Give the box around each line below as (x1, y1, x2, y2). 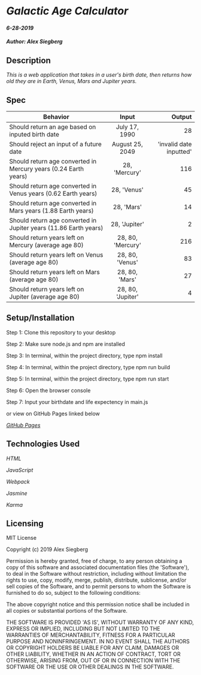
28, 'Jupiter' (110, 220, 145, 228)
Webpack (6, 478, 30, 485)
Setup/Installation (6, 313, 75, 323)
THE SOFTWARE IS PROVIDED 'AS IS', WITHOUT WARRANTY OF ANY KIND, (6, 619, 194, 626)
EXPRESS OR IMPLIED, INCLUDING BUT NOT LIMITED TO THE (6, 625, 160, 633)
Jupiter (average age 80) (9, 293, 80, 300)
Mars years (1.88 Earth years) (9, 206, 94, 215)
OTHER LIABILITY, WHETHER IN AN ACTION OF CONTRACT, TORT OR (6, 650, 181, 658)
